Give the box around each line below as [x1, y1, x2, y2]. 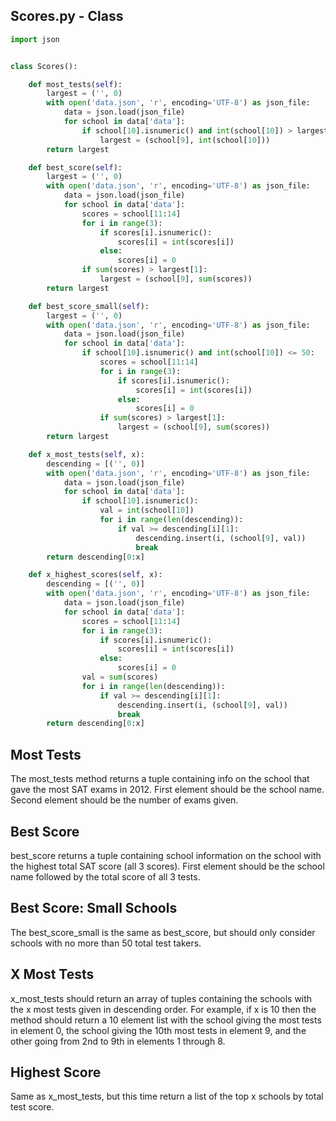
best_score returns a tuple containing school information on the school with [10, 849, 322, 861]
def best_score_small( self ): [28, 301, 150, 311]
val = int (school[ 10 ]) [99, 505, 195, 516]
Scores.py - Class [10, 8, 124, 25]
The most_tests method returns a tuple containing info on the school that [10, 773, 310, 785]
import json [10, 34, 60, 44]
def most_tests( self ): [28, 79, 123, 89]
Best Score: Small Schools [10, 900, 178, 917]
